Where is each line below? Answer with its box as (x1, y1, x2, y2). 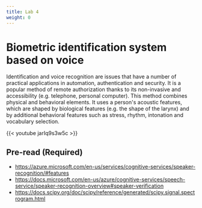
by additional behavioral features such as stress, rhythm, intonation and (6, 112, 184, 119)
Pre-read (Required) (6, 147, 83, 157)
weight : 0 (6, 14, 31, 20)
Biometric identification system (6, 40, 167, 54)
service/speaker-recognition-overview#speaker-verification (14, 182, 164, 190)
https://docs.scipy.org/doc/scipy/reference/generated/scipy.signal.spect (14, 189, 195, 196)
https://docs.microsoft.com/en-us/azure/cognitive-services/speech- (14, 176, 186, 183)
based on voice (6, 53, 84, 67)
